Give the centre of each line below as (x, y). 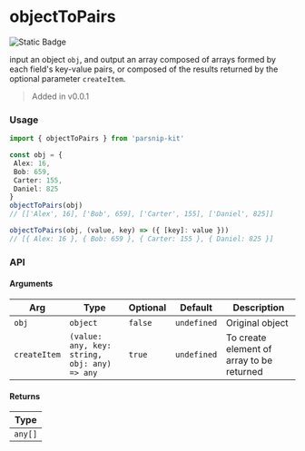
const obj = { (36, 155)
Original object (257, 322)
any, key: (90, 345)
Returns (25, 396)
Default (197, 308)
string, (86, 354)
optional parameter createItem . (68, 78)
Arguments (31, 284)
